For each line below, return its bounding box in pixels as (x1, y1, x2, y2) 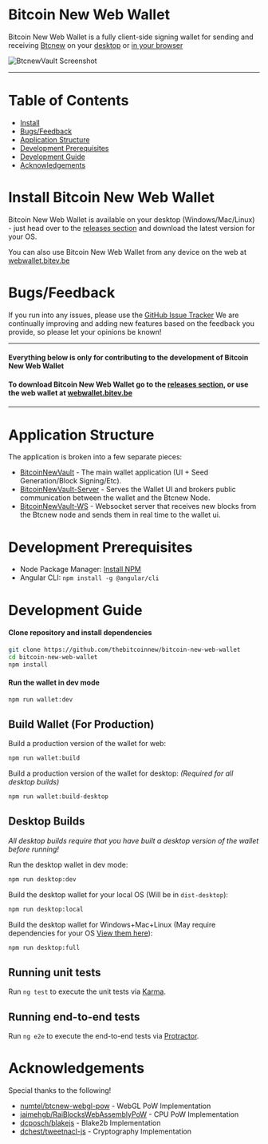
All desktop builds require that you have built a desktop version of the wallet (8, 836, 259, 845)
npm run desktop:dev (8, 875, 77, 884)
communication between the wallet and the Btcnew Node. (19, 493, 211, 502)
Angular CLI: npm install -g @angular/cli (19, 573, 160, 582)
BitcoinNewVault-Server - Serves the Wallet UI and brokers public (19, 485, 237, 495)
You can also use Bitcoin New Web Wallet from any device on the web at (8, 247, 247, 256)
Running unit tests (8, 965, 101, 979)
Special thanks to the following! (8, 1086, 112, 1095)
